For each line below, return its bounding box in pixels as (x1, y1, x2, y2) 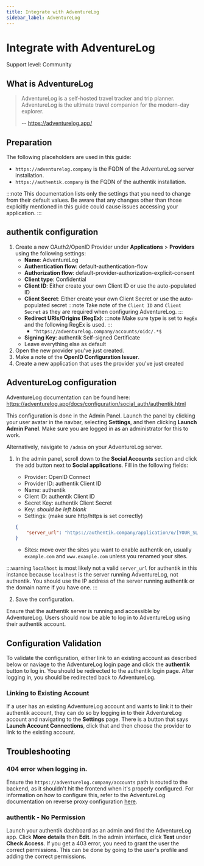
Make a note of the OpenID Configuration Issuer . (15, 353, 140, 360)
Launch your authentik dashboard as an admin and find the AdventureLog (6, 827, 192, 834)
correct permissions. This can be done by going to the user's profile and (6, 846, 188, 854)
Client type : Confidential (24, 275, 86, 283)
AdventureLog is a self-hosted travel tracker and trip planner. (21, 95, 175, 102)
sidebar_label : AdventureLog (6, 15, 80, 21)
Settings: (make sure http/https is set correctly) (24, 512, 143, 519)
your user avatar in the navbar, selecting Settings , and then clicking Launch (6, 418, 197, 425)
